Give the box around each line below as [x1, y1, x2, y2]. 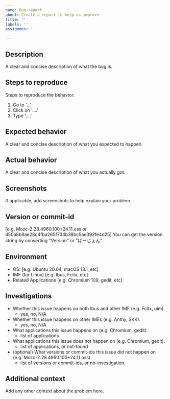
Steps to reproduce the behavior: [5, 91, 75, 98]
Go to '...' [12, 102, 32, 108]
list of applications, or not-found [20, 343, 88, 349]
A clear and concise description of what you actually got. [5, 169, 126, 175]
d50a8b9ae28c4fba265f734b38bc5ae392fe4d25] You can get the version [5, 231, 163, 238]
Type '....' [12, 112, 32, 119]
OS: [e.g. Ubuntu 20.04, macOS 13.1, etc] [12, 266, 99, 272]
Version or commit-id [5, 213, 75, 221]
